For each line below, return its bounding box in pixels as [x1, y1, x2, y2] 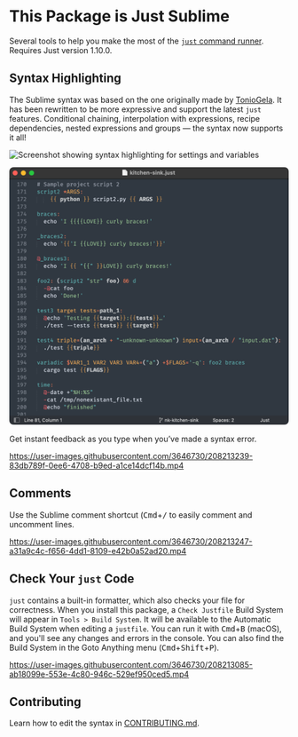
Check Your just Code [9, 571, 135, 587]
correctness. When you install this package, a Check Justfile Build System [9, 604, 284, 614]
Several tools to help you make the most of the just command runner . [9, 36, 264, 46]
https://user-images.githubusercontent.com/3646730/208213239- [9, 450, 254, 461]
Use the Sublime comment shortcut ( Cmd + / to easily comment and [9, 509, 253, 520]
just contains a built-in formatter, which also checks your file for [9, 595, 246, 606]
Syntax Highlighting [9, 71, 122, 86]
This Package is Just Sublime [9, 6, 231, 27]
